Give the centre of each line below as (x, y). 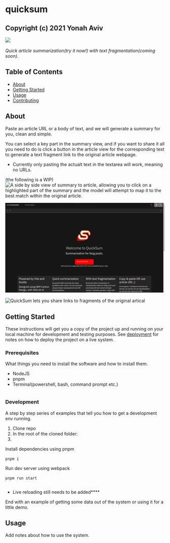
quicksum (27, 9)
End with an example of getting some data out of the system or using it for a (84, 502)
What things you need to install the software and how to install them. (77, 364)
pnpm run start (21, 478)
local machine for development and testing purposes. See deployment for (82, 334)
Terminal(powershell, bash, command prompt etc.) (65, 384)
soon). (12, 56)
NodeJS (21, 374)
